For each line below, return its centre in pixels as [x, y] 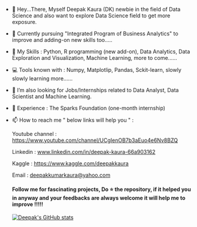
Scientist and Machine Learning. [51, 96]
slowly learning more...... [42, 78]
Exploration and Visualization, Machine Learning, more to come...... [95, 58]
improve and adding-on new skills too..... [62, 40]
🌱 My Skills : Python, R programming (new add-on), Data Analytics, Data [101, 52]
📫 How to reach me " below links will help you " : [73, 120]
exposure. [24, 22]
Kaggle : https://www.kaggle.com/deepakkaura [70, 164]
